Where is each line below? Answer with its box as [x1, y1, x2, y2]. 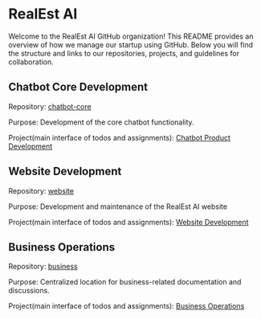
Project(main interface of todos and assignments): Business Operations [8, 301, 245, 311]
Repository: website [8, 186, 75, 195]
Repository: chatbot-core [8, 101, 92, 111]
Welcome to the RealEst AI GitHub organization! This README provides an [8, 31, 254, 41]
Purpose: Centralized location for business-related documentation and [8, 277, 242, 287]
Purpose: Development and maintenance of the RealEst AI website [8, 202, 227, 211]
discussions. [8, 286, 50, 296]
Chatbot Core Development [8, 80, 149, 94]
